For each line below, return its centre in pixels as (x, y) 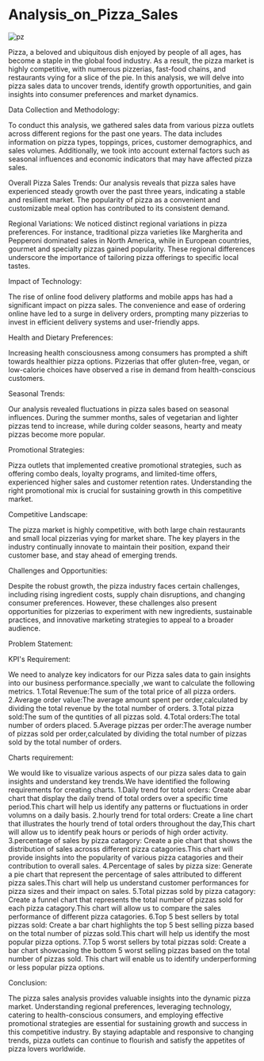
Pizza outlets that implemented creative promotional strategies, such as (125, 465)
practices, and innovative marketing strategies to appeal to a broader (121, 620)
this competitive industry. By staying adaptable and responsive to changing (131, 1032)
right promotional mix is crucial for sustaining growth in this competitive (125, 490)
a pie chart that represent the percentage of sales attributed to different (125, 874)
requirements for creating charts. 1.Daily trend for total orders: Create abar (130, 790)
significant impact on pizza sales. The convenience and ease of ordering (127, 305)
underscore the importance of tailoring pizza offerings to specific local (124, 257)
